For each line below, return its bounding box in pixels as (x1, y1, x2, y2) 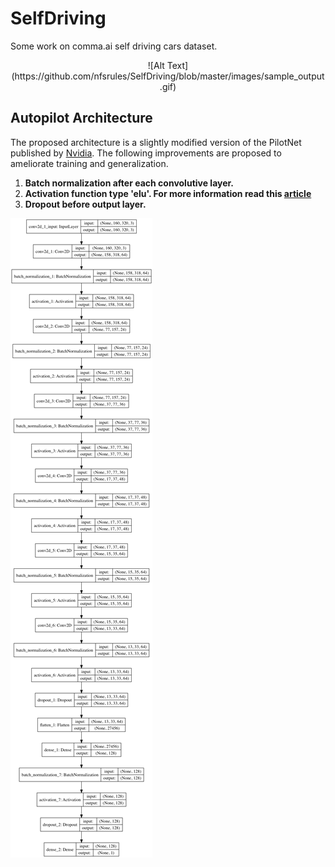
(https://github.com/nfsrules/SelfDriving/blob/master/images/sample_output (11, 70, 325, 82)
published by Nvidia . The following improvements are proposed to (10, 147, 282, 159)
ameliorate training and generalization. (10, 157, 169, 169)
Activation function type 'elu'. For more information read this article (24, 187, 312, 199)
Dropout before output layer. (24, 198, 147, 210)
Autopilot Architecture (10, 110, 153, 127)
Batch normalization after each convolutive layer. (24, 177, 235, 189)
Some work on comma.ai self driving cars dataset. (10, 40, 218, 52)
